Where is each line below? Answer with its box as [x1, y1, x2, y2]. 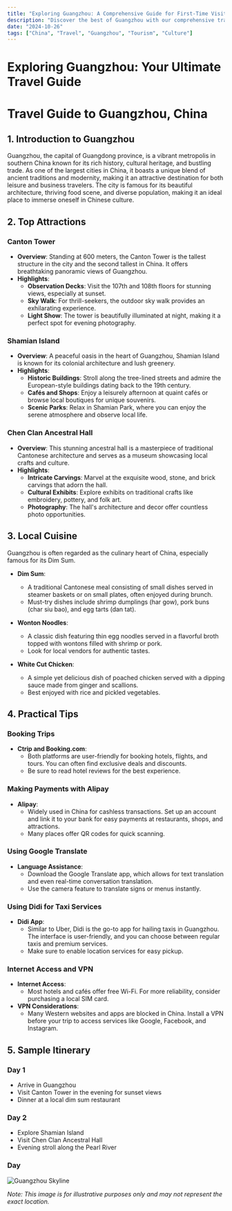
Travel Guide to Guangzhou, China [7, 105, 209, 121]
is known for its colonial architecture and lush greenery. [17, 359, 176, 367]
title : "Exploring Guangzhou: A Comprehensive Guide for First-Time [7, 10, 209, 17]
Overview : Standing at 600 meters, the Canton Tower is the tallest [17, 252, 206, 261]
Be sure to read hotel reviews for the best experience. [27, 767, 181, 775]
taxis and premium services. [27, 940, 108, 948]
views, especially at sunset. [27, 289, 106, 298]
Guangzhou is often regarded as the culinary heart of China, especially [7, 548, 209, 557]
